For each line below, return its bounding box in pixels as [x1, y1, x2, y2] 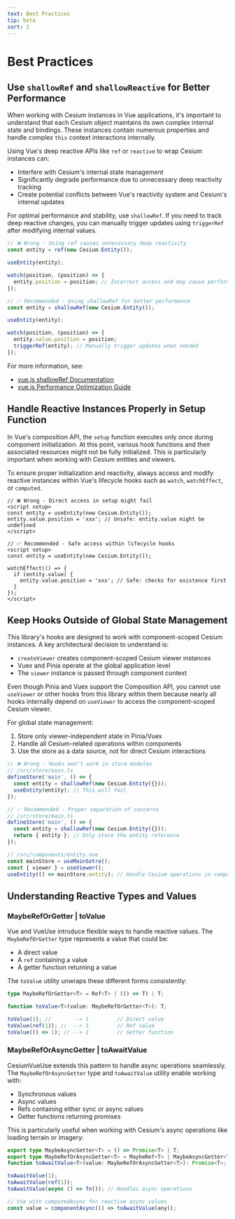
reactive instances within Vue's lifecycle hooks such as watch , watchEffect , [7, 476, 224, 484]
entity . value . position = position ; [13, 336, 117, 343]
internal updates [17, 198, 65, 206]
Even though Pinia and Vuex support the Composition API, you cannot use [7, 682, 221, 691]
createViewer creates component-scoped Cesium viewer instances [17, 654, 211, 662]
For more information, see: [7, 361, 84, 370]
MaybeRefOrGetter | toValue [7, 911, 106, 921]
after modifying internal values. [7, 226, 97, 235]
